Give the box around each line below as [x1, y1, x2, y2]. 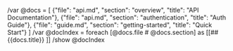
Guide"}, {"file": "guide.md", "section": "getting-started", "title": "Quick [7, 21, 213, 29]
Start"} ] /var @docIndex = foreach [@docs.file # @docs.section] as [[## [7, 28, 219, 36]
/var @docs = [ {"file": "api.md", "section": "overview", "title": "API [7, 6, 199, 14]
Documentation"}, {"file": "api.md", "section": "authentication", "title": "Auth [7, 13, 227, 22]
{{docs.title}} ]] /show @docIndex [7, 36, 105, 44]
